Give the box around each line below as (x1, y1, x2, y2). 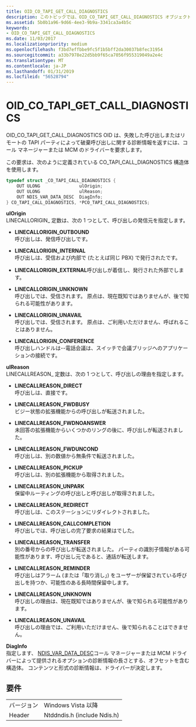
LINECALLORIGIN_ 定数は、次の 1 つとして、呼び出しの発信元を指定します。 (6, 217, 188, 224)
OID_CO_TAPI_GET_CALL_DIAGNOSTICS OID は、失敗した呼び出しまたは (6, 132, 181, 139)
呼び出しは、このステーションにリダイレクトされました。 (14, 509, 153, 516)
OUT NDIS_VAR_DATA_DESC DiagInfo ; (16, 194, 103, 200)
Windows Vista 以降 (43, 701, 98, 709)
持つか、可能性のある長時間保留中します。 (30, 579, 132, 586)
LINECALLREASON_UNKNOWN (14, 591, 92, 598)
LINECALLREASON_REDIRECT (14, 502, 89, 509)
